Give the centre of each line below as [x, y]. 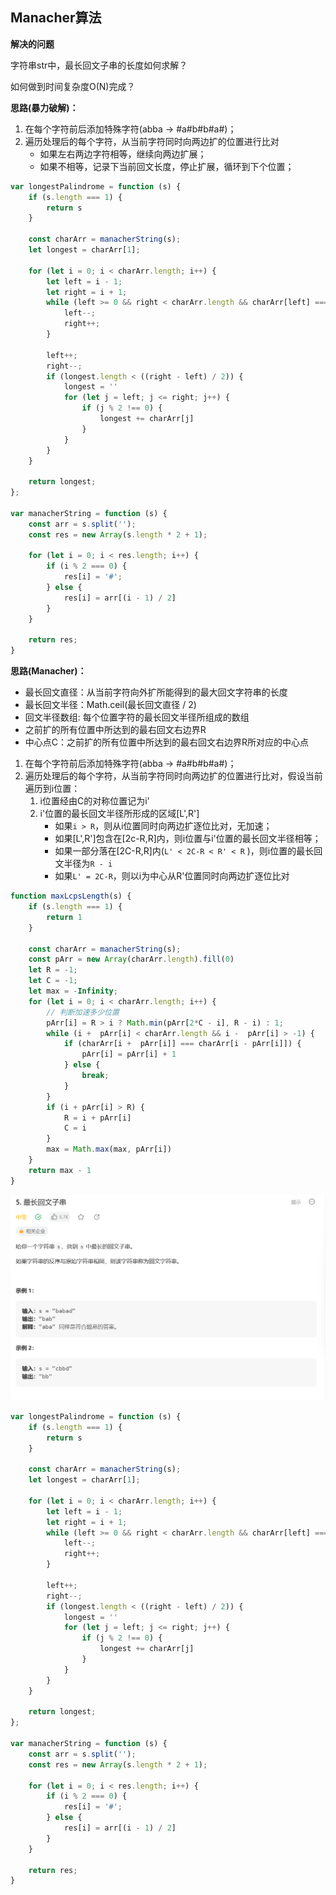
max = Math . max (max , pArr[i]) [109, 1149]
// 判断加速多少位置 [83, 1012]
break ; [95, 1076]
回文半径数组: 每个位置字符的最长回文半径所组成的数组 [137, 717]
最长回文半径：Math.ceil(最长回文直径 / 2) [110, 705]
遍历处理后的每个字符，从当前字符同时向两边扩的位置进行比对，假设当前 [173, 776]
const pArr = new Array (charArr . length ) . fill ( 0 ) [131, 959]
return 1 [64, 917]
